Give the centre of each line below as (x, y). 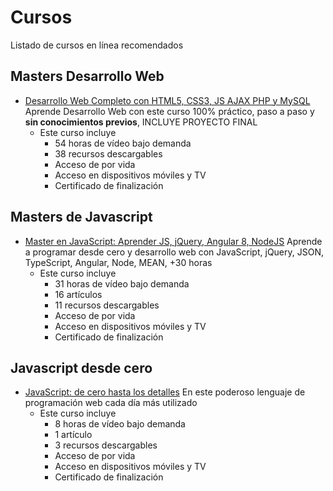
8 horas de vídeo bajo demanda (120, 424)
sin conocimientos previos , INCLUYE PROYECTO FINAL (141, 122)
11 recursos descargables (107, 305)
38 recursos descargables (108, 153)
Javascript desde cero (81, 367)
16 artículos (78, 294)
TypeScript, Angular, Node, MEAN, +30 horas (118, 262)
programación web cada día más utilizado (111, 403)
